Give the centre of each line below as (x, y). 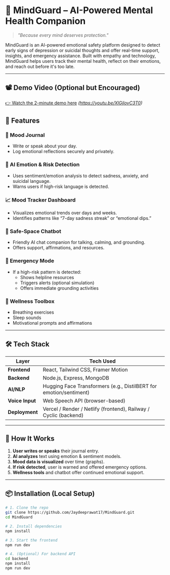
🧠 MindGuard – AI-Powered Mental (79, 10)
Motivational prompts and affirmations (52, 323)
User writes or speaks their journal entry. (56, 451)
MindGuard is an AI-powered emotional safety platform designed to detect (83, 45)
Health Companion (46, 21)
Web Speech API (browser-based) (84, 401)
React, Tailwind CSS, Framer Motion (85, 369)
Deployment (23, 412)
